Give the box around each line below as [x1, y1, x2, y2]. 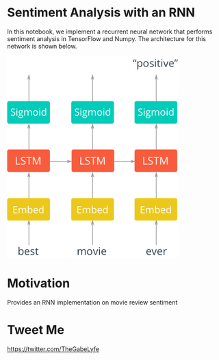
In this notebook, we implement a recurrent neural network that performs [7, 27, 213, 36]
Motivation [7, 275, 70, 291]
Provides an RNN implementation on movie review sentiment [7, 298, 178, 306]
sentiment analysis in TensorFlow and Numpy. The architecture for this [7, 34, 207, 42]
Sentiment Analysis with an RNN [7, 5, 195, 21]
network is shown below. [7, 42, 77, 50]
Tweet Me [7, 322, 65, 337]
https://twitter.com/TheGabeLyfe [7, 344, 99, 353]
